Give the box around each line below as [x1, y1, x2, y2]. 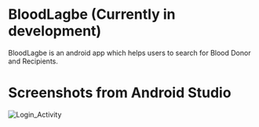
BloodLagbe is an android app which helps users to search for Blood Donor [8, 48, 251, 57]
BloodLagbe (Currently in [8, 5, 176, 24]
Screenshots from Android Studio [8, 84, 232, 102]
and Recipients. [8, 56, 59, 66]
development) [8, 22, 102, 40]
